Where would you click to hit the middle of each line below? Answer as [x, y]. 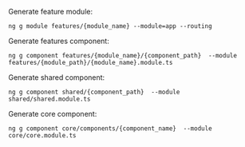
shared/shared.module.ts [49, 99]
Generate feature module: [51, 12]
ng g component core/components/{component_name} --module [111, 129]
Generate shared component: [57, 77]
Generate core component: [53, 114]
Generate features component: [59, 41]
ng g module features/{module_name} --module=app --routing [111, 26]
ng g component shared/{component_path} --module [94, 92]
